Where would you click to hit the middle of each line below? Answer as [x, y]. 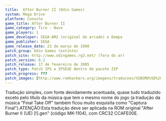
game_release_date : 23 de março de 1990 [47, 46]
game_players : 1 [22, 32]
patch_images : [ [22, 78]
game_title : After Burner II [35, 23]
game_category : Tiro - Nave [34, 28]
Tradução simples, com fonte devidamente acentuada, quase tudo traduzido [83, 92]
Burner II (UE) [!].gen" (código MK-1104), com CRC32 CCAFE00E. [72, 113]
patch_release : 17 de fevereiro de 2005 [47, 64]
